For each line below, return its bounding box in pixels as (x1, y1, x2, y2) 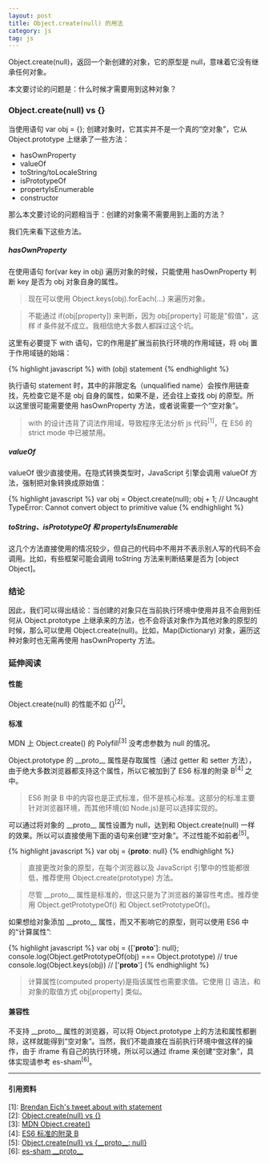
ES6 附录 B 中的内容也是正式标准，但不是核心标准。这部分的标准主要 (27, 792, 255, 803)
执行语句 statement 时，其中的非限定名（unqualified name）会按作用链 (8, 381, 243, 390)
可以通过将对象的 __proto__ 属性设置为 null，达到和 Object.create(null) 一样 (8, 820, 255, 829)
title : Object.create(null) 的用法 (8, 19, 123, 27)
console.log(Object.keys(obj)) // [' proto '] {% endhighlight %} (8, 960, 210, 970)
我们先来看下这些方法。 (8, 226, 86, 236)
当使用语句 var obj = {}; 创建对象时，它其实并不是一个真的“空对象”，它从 (8, 124, 247, 133)
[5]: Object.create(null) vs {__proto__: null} (8, 1138, 147, 1148)
